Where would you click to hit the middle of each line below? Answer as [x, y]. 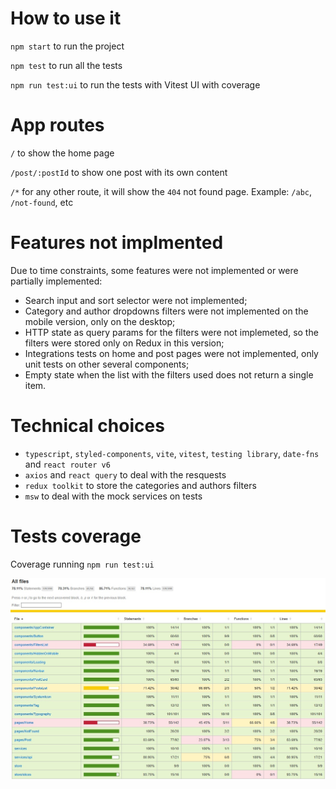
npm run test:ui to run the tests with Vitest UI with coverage [135, 84]
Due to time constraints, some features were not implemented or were [154, 270]
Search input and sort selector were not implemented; [136, 300]
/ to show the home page [62, 153]
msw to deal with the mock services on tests [113, 496]
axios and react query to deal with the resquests [125, 474]
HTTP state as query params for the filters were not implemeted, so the [171, 332]
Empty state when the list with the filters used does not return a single [169, 374]
